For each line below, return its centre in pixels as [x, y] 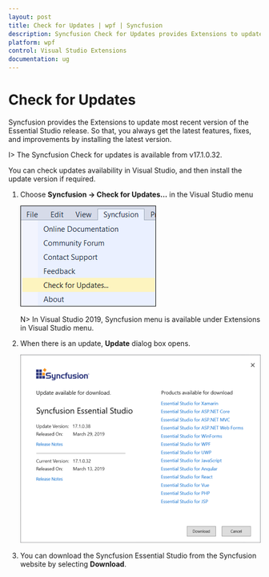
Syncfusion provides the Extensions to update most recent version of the [129, 122]
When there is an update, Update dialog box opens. [105, 343]
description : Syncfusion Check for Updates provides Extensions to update [136, 34]
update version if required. [52, 179]
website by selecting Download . [73, 564]
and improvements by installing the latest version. [90, 139]
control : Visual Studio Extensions [68, 51]
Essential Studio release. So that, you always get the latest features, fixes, [130, 130]
